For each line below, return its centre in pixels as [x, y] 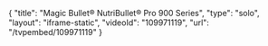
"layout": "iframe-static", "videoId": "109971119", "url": [109, 23]
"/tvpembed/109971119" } [56, 32]
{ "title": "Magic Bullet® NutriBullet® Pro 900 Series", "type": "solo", [134, 13]
